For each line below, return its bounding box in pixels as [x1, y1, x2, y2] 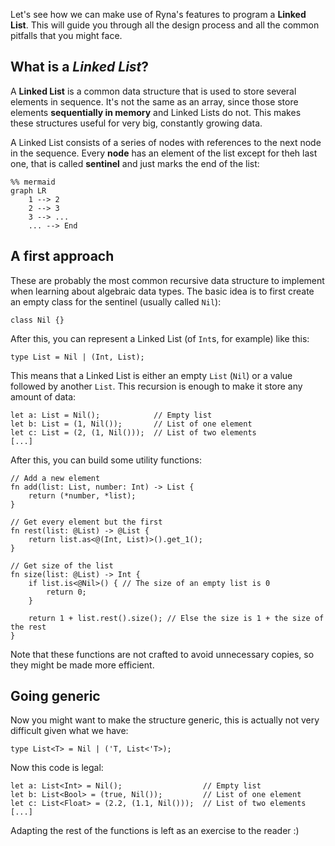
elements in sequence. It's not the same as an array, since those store [10, 95, 299, 108]
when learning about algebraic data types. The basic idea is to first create [10, 285, 315, 297]
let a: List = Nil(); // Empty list [10, 410, 213, 420]
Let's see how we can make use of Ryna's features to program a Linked [10, 9, 307, 20]
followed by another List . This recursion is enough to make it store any [10, 380, 303, 392]
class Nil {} [10, 315, 65, 325]
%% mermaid [10, 177, 56, 187]
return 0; [46, 587, 87, 597]
